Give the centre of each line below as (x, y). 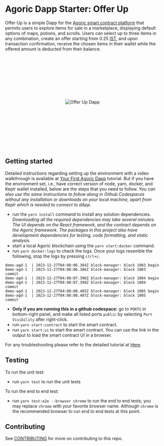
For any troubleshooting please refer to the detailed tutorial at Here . (73, 344)
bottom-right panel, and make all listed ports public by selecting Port (82, 314)
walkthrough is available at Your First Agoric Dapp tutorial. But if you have (80, 178)
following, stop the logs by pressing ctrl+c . (56, 256)
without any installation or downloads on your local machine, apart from (79, 199)
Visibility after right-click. (40, 319)
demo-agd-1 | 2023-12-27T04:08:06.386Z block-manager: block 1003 (76, 269)
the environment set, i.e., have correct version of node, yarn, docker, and (79, 184)
